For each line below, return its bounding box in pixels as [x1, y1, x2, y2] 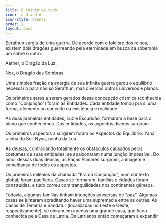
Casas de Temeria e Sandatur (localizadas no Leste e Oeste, [5, 202, 130, 209]
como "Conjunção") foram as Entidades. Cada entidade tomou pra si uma [5, 100, 157, 106]
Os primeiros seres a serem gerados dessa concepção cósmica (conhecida [5, 95, 161, 101]
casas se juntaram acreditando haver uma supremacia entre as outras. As [5, 197, 157, 203]
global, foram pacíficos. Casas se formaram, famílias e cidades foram [5, 177, 149, 183]
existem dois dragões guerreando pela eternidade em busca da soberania [5, 45, 158, 51]
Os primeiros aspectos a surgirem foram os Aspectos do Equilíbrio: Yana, [5, 130, 156, 136]
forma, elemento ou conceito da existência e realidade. [5, 106, 119, 112]
